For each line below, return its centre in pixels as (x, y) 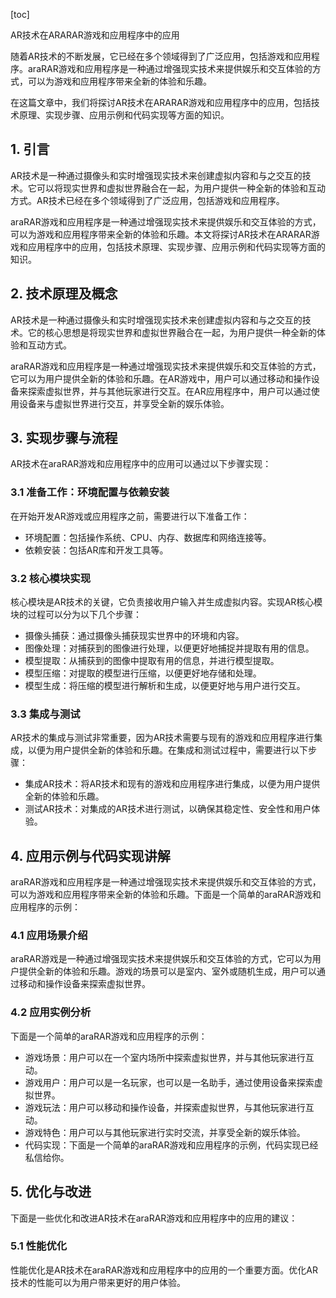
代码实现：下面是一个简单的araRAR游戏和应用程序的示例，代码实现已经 (171, 1145)
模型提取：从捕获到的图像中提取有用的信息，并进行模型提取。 (152, 661)
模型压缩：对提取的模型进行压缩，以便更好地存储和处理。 (143, 673)
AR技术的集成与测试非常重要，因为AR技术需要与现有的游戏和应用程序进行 (162, 738)
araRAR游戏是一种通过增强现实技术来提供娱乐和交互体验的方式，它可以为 (161, 959)
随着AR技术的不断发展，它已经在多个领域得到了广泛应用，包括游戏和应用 (161, 56)
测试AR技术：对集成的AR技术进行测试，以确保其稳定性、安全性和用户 (168, 809)
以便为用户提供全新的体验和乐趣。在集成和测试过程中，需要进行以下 (167, 750)
